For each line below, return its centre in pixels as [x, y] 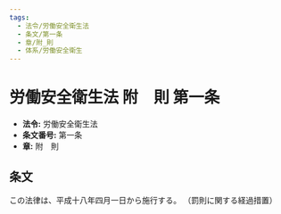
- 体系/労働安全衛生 [50, 51]
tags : [19, 17]
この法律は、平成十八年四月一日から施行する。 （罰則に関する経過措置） [143, 200]
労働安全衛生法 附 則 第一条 [115, 98]
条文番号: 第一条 [52, 136]
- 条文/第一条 [40, 34]
